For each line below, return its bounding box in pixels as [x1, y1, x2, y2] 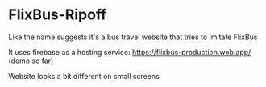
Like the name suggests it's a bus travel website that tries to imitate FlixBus [8, 32, 258, 42]
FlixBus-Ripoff [8, 6, 107, 24]
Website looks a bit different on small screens [8, 71, 160, 81]
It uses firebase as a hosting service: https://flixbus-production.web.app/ [8, 47, 251, 57]
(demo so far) [8, 56, 54, 65]
